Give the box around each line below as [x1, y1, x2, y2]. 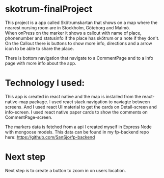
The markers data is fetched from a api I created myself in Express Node [5, 124, 152, 130]
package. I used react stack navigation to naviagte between [29, 99, 150, 105]
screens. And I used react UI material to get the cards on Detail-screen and [5, 104, 157, 110]
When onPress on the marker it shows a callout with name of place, [5, 30, 141, 36]
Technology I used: [5, 77, 85, 89]
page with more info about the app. [5, 60, 77, 66]
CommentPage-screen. [5, 114, 53, 120]
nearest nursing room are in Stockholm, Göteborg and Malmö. [5, 24, 130, 30]
